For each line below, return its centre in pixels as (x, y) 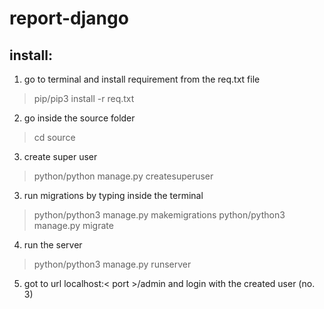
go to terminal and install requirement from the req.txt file (142, 79)
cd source (54, 137)
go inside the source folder (79, 118)
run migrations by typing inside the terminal (113, 195)
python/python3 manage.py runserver (112, 264)
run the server (53, 245)
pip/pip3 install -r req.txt (84, 98)
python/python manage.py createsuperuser (123, 176)
